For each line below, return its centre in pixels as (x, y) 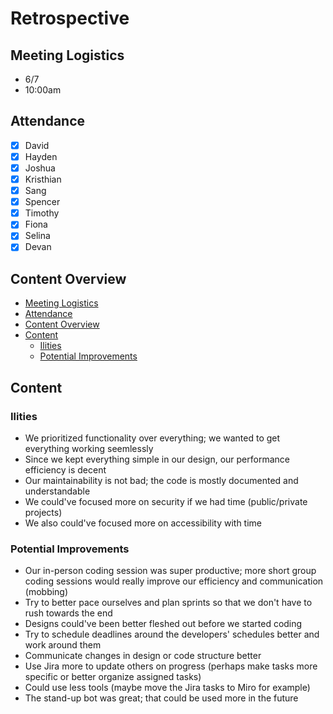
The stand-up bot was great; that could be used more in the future (161, 698)
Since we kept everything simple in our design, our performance (157, 459)
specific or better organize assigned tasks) (113, 677)
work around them (63, 645)
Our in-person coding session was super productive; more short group (170, 571)
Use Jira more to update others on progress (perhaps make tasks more (171, 666)
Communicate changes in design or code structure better (143, 656)
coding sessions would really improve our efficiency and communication (174, 581)
